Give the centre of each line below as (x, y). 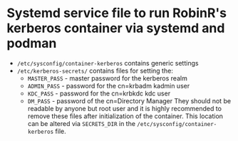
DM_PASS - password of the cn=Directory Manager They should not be (129, 100)
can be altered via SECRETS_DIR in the (82, 123)
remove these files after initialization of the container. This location (125, 116)
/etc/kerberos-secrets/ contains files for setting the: (95, 70)
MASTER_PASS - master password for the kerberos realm (108, 78)
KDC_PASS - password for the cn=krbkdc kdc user (99, 93)
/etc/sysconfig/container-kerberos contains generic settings (108, 63)
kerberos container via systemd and (116, 28)
